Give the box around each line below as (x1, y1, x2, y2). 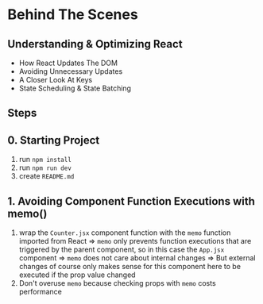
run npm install (18, 155, 72, 164)
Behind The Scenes (7, 6, 138, 24)
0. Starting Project (7, 133, 100, 147)
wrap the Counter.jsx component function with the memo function (18, 228, 231, 237)
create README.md (18, 171, 75, 181)
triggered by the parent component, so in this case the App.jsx (18, 244, 225, 255)
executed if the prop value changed (18, 270, 136, 279)
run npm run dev (18, 163, 72, 172)
